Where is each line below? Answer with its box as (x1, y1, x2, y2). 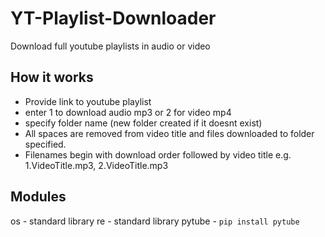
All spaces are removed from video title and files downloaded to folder (24, 127, 315, 139)
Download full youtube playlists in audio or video (10, 40, 211, 52)
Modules (10, 188, 67, 206)
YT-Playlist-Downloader (10, 7, 217, 30)
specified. (24, 138, 67, 150)
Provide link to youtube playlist (24, 95, 152, 107)
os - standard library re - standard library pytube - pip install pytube (10, 215, 300, 227)
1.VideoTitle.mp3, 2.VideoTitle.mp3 (24, 159, 169, 171)
